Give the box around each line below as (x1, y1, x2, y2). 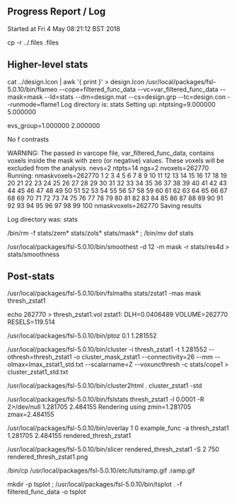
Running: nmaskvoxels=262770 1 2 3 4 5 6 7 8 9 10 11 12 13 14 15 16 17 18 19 (7, 171, 228, 180)
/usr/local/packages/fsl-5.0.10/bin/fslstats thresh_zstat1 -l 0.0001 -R (7, 395, 204, 404)
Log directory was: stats (7, 215, 78, 224)
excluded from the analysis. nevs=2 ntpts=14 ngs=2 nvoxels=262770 (7, 163, 209, 172)
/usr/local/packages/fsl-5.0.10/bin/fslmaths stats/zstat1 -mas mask (7, 289, 202, 298)
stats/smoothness (7, 250, 60, 258)
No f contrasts (7, 134, 50, 144)
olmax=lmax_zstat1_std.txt (7, 360, 83, 369)
